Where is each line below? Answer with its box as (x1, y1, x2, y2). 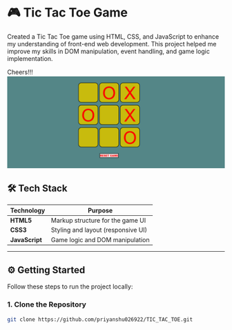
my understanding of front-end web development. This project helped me (7, 39, 217, 48)
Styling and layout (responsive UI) (50, 226, 148, 235)
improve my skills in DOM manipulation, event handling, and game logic (7, 47, 211, 55)
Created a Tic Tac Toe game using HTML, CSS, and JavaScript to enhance (7, 32, 220, 41)
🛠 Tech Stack (7, 182, 68, 194)
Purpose (88, 206, 113, 214)
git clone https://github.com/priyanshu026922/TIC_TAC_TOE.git (7, 316, 193, 323)
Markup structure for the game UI (50, 217, 146, 225)
